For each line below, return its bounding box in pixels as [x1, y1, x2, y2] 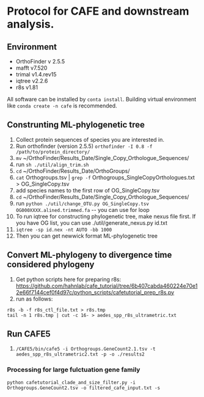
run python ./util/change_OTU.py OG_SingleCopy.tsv [15, 200, 149, 207]
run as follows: [15, 295, 53, 302]
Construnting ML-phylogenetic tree [7, 120, 145, 130]
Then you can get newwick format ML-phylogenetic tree [15, 232, 158, 239]
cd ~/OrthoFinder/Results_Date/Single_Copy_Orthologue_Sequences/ [15, 193, 189, 200]
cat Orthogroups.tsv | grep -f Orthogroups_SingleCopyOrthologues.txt [15, 173, 195, 181]
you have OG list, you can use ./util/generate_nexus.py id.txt [15, 219, 167, 227]
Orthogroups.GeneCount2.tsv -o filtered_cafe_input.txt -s [7, 385, 161, 391]
